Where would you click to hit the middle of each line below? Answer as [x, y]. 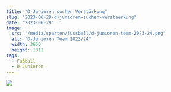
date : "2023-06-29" [30, 22]
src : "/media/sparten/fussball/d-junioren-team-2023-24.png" [89, 34]
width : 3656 [26, 45]
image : [14, 28]
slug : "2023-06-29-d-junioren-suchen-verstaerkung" [71, 17]
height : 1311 [28, 50]
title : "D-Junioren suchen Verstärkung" [57, 11]
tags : [13, 55]
